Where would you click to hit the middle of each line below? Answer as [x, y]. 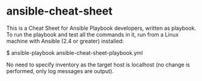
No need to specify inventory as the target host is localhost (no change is [98, 65]
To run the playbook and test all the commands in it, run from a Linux [92, 34]
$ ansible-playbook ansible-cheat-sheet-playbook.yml [75, 52]
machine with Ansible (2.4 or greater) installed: [65, 41]
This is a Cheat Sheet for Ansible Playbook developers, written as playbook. [101, 28]
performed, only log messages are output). [60, 71]
